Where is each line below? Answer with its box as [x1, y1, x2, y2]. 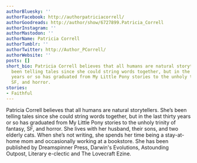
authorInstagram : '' [6, 25, 57, 31]
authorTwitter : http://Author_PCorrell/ [6, 47, 107, 53]
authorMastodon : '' [6, 30, 54, 36]
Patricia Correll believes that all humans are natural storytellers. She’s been [6, 106, 187, 113]
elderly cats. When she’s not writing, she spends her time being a [6, 131, 164, 138]
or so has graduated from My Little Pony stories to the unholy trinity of [6, 118, 176, 126]
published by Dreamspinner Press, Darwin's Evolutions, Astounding [6, 144, 169, 151]
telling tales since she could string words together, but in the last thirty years [6, 113, 191, 120]
